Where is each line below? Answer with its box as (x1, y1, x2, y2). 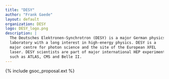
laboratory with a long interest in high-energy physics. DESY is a (10, 40, 156, 45)
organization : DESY (5, 21, 46, 27)
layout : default (5, 17, 39, 22)
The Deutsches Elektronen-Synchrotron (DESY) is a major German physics (10, 36, 165, 41)
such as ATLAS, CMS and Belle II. (10, 54, 82, 59)
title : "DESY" (5, 7, 35, 13)
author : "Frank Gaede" (5, 12, 53, 17)
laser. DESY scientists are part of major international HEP (10, 49, 141, 54)
